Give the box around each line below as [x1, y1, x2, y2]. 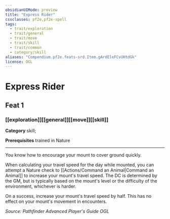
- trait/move [10, 36, 37, 41]
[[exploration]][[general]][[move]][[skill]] [5, 116, 109, 123]
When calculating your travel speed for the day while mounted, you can [5, 162, 154, 168]
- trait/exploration [10, 26, 53, 31]
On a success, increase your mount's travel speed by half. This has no [5, 193, 152, 199]
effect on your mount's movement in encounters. [5, 198, 107, 205]
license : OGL [5, 59, 33, 64]
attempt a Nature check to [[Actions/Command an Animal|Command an [5, 167, 154, 173]
